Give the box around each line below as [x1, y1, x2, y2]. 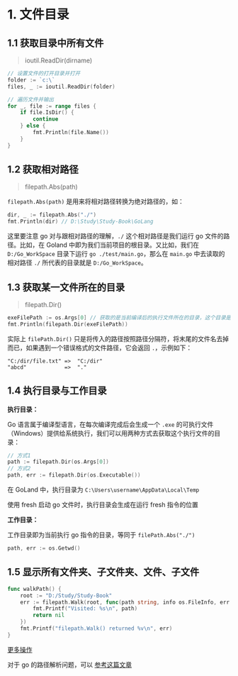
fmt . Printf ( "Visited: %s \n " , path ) [33, 605, 138, 612]
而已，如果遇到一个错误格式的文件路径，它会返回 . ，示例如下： [7, 343, 193, 352]
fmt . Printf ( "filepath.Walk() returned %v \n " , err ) [20, 625, 173, 632]
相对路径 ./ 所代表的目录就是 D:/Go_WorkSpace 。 [7, 258, 147, 267]
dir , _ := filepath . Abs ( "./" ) [7, 211, 97, 218]
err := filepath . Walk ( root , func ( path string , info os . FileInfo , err [20, 599, 230, 606]
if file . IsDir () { [20, 109, 74, 116]
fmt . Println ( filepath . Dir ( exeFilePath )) [7, 321, 129, 328]
